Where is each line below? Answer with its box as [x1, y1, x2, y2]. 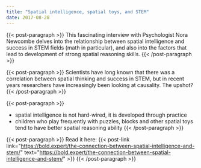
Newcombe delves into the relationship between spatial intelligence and [6, 37, 185, 45]
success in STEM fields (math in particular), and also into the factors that [6, 44, 187, 51]
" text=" [20, 149, 40, 156]
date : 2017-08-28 [6, 15, 50, 21]
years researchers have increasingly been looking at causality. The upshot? [6, 81, 194, 88]
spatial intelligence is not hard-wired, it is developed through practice [14, 111, 188, 118]
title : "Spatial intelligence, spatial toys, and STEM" [6, 8, 149, 15]
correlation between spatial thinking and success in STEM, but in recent [6, 75, 185, 82]
